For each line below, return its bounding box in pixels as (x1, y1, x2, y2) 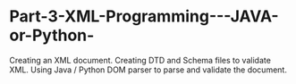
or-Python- (9, 25, 95, 46)
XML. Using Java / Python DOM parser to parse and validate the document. (9, 64, 288, 75)
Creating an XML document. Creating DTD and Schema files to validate (9, 55, 271, 65)
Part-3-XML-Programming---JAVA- (9, 6, 279, 27)
